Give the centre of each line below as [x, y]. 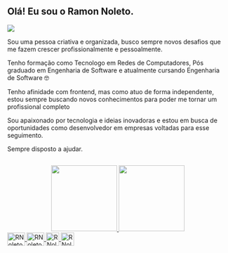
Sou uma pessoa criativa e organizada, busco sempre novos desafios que [114, 41]
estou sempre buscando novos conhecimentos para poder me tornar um [112, 99]
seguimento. [25, 135]
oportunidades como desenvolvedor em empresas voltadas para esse [108, 128]
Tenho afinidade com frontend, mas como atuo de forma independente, [111, 91]
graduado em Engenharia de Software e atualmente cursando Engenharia [113, 70]
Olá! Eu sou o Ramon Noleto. [71, 12]
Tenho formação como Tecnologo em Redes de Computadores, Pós [106, 63]
